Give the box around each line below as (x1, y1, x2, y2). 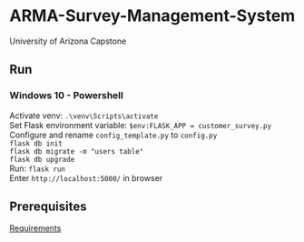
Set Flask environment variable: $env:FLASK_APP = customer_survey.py (9, 119, 272, 130)
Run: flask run (9, 163, 65, 174)
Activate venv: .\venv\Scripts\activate (9, 110, 159, 121)
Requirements (9, 223, 62, 234)
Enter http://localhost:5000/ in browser (9, 172, 163, 183)
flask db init (9, 138, 64, 148)
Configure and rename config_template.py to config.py (9, 129, 218, 140)
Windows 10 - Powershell (9, 89, 124, 102)
